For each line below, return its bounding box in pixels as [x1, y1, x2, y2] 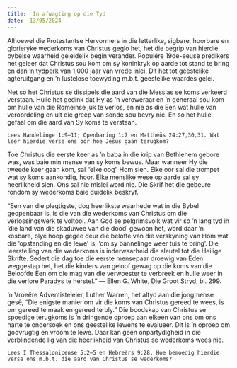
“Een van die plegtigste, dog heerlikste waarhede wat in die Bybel [7, 201, 200, 209]
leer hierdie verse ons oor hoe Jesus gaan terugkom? [7, 137, 170, 145]
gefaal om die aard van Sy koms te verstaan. [7, 117, 137, 126]
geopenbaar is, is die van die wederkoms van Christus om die [7, 209, 187, 217]
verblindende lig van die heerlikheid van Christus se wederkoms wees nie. [7, 335, 224, 344]
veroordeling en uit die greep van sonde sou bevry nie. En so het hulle [7, 110, 212, 119]
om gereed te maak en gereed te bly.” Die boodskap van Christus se [7, 305, 207, 314]
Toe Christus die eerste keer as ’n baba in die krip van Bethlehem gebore [7, 150, 220, 159]
